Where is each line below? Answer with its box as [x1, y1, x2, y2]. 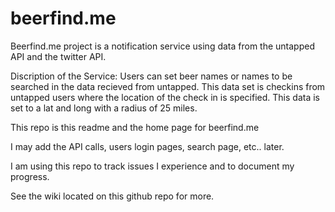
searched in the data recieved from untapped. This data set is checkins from [10, 80, 326, 92]
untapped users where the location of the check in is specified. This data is [10, 91, 320, 103]
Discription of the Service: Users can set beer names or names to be [10, 70, 293, 82]
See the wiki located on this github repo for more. [10, 190, 215, 202]
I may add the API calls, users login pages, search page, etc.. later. [10, 140, 285, 152]
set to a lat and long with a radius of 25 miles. [10, 102, 198, 114]
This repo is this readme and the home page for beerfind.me [10, 121, 260, 133]
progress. [10, 170, 50, 182]
